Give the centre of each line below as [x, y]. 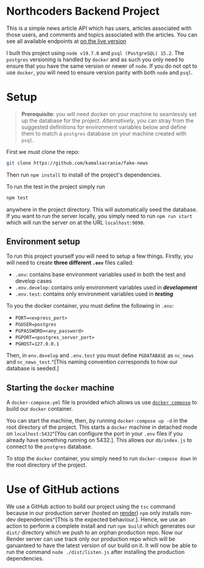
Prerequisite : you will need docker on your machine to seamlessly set [109, 114]
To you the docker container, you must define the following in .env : [90, 306]
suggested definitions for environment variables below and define [104, 127]
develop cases [33, 281]
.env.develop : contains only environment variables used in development [106, 288]
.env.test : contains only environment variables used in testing [94, 294]
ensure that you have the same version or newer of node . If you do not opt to [102, 66]
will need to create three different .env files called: [70, 263]
